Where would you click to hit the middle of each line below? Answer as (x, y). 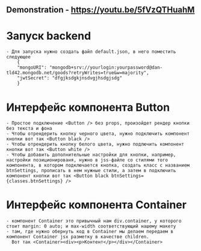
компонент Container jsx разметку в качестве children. (78, 237)
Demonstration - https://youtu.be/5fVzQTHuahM (100, 10)
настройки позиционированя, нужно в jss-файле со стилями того (87, 160)
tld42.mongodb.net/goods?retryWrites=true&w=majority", (78, 73)
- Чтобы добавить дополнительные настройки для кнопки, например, (91, 155)
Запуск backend (49, 36)
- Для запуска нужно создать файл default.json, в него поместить (91, 52)
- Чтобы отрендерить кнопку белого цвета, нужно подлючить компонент (95, 144)
